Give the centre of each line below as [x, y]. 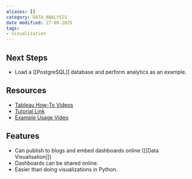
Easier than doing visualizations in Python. [66, 169]
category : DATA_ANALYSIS [37, 17]
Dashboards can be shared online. [56, 163]
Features [23, 136]
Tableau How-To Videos [44, 105]
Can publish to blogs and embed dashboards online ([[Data [87, 150]
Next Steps [27, 58]
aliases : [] [21, 12]
